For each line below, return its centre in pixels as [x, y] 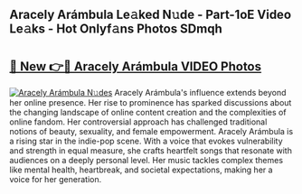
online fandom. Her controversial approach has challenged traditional [138, 122]
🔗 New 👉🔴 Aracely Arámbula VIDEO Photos [136, 66]
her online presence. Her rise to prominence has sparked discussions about [151, 102]
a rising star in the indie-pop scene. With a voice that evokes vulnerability [146, 141]
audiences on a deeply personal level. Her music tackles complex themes [146, 160]
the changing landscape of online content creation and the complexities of [148, 112]
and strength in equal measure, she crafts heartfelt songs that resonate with [151, 151]
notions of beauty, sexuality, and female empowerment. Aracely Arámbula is [151, 131]
